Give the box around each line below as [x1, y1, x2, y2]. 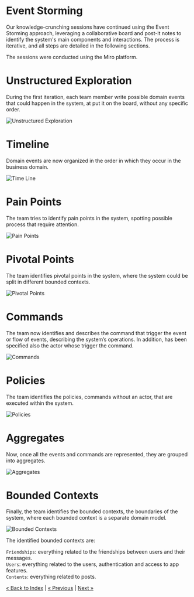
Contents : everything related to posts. [6, 573, 96, 581]
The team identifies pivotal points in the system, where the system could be [6, 272, 188, 279]
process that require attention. [6, 221, 79, 228]
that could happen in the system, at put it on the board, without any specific [6, 100, 188, 107]
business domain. [6, 163, 49, 170]
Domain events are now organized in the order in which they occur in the [6, 157, 181, 164]
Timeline [6, 138, 50, 151]
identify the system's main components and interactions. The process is [6, 36, 180, 43]
